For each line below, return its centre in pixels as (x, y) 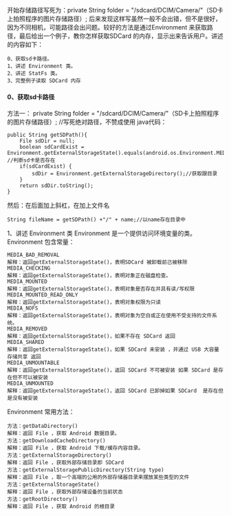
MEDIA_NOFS (23, 308)
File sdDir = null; (47, 141)
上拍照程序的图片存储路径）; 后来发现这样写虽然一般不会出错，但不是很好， (114, 19)
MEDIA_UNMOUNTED (30, 384)
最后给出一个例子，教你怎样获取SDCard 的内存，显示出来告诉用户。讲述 (121, 36)
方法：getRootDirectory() (43, 499)
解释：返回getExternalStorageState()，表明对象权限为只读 (84, 302)
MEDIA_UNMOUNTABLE (33, 363)
